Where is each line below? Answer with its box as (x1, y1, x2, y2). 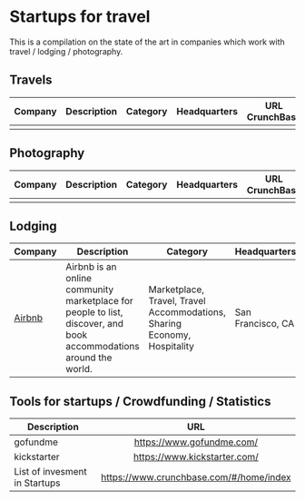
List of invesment (14, 466, 88, 478)
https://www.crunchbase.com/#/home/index (101, 471, 291, 484)
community (65, 283, 114, 296)
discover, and (65, 318, 124, 330)
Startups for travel (9, 6, 151, 27)
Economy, (148, 329, 192, 341)
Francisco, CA (234, 318, 295, 330)
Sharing (148, 318, 182, 330)
